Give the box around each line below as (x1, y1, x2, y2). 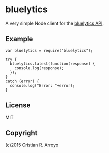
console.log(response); (14, 65, 64, 71)
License (5, 101, 31, 110)
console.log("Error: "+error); (10, 83, 75, 88)
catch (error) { (5, 79, 39, 84)
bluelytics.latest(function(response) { (10, 61, 95, 66)
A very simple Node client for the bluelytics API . (5, 20, 104, 26)
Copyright (5, 129, 38, 137)
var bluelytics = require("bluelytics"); (5, 48, 93, 53)
